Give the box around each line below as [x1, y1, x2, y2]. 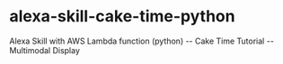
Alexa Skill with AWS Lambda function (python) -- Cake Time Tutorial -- [9, 36, 274, 46]
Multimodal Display [9, 44, 81, 55]
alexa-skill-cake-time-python [9, 6, 235, 27]
